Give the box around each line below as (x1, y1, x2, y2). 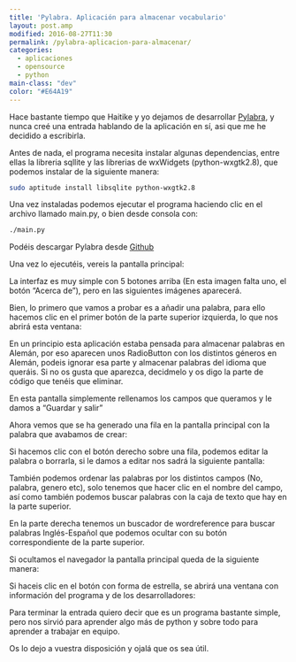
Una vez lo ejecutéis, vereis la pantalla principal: (9, 258, 185, 270)
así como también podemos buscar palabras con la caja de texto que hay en (9, 492, 287, 503)
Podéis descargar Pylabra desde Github (9, 242, 155, 252)
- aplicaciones (17, 54, 73, 63)
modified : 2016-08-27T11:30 (9, 29, 113, 38)
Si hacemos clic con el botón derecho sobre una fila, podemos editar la (9, 446, 269, 457)
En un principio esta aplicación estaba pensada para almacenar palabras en (9, 338, 285, 350)
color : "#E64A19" (9, 87, 73, 96)
